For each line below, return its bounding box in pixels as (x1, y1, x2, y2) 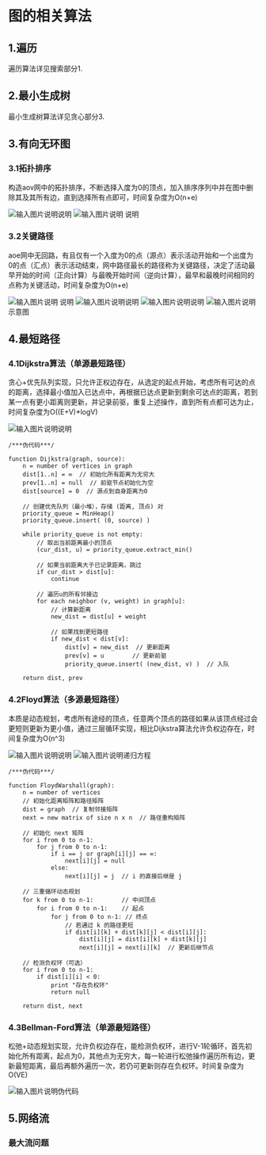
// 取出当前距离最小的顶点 (36, 539, 112, 547)
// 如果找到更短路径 (50, 628, 109, 637)
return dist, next (22, 1002, 83, 1010)
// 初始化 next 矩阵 (22, 829, 85, 837)
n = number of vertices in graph (22, 462, 133, 470)
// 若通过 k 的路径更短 (64, 921, 134, 929)
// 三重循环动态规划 (22, 887, 81, 896)
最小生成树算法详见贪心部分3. (8, 112, 105, 121)
